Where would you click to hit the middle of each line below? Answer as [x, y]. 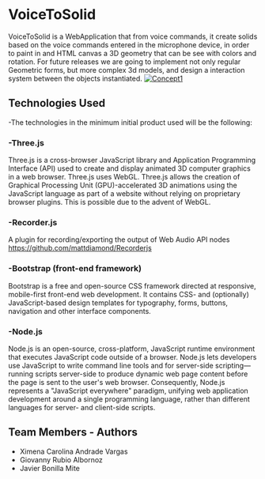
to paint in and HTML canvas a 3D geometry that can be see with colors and [132, 53]
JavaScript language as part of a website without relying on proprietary [125, 194]
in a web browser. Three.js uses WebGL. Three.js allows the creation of [124, 177]
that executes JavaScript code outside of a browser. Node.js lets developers [132, 356]
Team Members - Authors [73, 432]
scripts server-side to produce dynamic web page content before [142, 374]
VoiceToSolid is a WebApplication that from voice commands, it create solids [133, 36]
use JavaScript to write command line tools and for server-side [111, 365]
